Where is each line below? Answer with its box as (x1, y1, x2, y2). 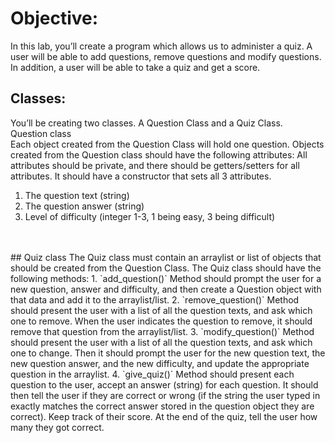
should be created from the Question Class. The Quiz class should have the (10, 262, 322, 274)
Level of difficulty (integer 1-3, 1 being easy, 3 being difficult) (24, 210, 276, 222)
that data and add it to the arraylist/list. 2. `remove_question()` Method (10, 293, 300, 306)
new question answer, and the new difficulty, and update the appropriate (10, 357, 310, 369)
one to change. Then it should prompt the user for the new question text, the (10, 347, 326, 359)
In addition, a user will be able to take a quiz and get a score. (10, 61, 261, 73)
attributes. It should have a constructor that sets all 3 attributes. (10, 170, 272, 182)
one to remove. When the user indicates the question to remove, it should (10, 315, 313, 327)
